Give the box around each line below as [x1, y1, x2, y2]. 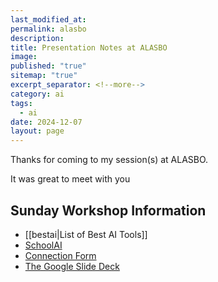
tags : [10, 98, 33, 108]
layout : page [10, 126, 65, 136]
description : [10, 33, 65, 43]
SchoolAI [24, 239, 63, 251]
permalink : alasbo [10, 24, 87, 34]
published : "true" [10, 61, 87, 71]
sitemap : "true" [10, 71, 78, 81]
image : [10, 52, 38, 62]
